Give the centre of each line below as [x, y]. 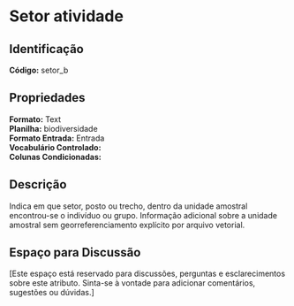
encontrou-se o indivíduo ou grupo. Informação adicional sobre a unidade [143, 215]
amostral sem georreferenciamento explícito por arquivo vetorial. [127, 225]
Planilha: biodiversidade [54, 128]
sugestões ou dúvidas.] [52, 293]
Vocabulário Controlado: [55, 147]
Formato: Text [35, 119]
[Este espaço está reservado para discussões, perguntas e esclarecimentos [147, 274]
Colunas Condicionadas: [55, 157]
